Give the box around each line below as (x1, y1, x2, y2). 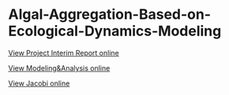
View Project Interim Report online (8, 48, 120, 57)
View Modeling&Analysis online (8, 63, 111, 72)
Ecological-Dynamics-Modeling (8, 22, 222, 40)
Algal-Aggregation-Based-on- (8, 5, 212, 24)
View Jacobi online (8, 79, 70, 88)
